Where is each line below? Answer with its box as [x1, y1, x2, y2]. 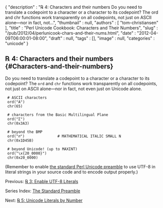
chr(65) [7, 104, 23, 109]
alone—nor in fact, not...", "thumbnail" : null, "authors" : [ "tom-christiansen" [5, 20, 159, 25]
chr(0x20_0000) [7, 155, 38, 160]
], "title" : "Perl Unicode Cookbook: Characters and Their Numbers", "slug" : [5, 25, 158, 31]
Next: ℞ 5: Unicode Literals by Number [5, 197, 83, 203]
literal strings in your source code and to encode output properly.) [5, 169, 138, 175]
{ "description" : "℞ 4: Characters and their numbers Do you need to [5, 4, 142, 10]
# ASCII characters [7, 95, 47, 100]
